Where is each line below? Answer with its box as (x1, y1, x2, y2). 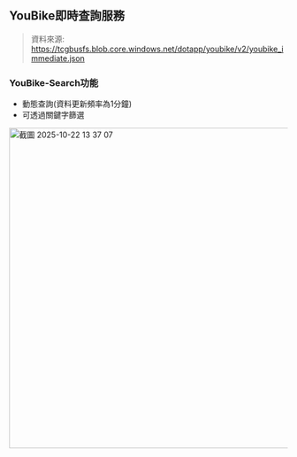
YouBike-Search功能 (9, 76, 99, 89)
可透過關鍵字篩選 (21, 110, 85, 120)
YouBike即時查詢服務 (9, 8, 126, 24)
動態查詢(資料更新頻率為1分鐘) (21, 98, 133, 109)
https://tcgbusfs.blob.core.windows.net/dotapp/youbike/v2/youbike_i (30, 43, 285, 54)
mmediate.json (30, 52, 86, 64)
